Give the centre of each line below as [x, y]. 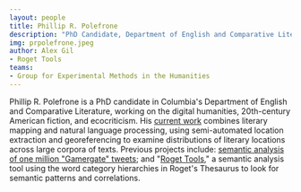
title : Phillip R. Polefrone [64, 26]
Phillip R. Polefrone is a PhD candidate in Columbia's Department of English [148, 101]
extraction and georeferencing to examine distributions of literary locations [147, 139]
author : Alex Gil [42, 51]
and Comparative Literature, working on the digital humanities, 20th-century [150, 111]
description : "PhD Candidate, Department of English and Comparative [142, 34]
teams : [21, 68]
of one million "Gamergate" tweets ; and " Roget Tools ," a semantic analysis [147, 159]
